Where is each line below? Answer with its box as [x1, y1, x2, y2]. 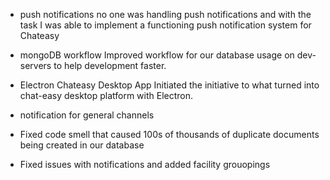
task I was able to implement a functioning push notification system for [19, 19, 312, 31]
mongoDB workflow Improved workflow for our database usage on [19, 49, 295, 61]
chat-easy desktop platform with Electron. [19, 90, 194, 101]
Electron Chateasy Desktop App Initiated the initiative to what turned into [19, 79, 320, 91]
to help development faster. [53, 60, 167, 71]
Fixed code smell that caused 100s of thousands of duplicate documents [19, 129, 320, 140]
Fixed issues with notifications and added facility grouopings [19, 159, 271, 170]
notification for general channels [19, 109, 155, 121]
